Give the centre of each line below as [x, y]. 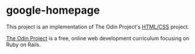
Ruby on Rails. [24, 45]
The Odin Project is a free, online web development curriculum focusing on [98, 38]
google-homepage [53, 10]
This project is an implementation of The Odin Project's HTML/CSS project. [98, 27]
